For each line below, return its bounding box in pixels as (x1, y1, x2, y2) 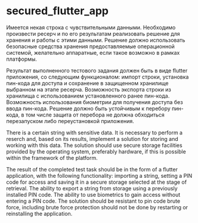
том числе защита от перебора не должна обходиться (25, 111, 165, 118)
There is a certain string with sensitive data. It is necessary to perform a (6, 129, 183, 136)
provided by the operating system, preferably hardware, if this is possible (6, 147, 186, 155)
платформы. (6, 55, 38, 62)
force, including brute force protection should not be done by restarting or (6, 203, 188, 211)
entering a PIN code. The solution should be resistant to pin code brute (6, 197, 181, 205)
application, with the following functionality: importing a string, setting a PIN (6, 172, 193, 179)
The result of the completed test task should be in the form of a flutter (6, 165, 178, 173)
